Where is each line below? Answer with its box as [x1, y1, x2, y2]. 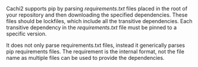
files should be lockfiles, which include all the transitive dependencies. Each [6, 18, 193, 24]
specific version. [6, 30, 47, 37]
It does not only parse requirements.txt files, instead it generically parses [6, 42, 186, 49]
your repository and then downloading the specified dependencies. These [6, 11, 188, 18]
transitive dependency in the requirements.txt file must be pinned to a [6, 24, 177, 31]
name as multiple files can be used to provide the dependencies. [6, 55, 165, 61]
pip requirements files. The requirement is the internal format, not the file [6, 48, 184, 55]
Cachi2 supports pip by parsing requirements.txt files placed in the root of [6, 5, 188, 12]
